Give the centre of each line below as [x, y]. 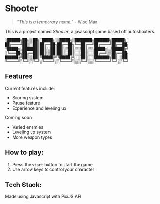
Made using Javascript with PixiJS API [43, 196]
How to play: [24, 153]
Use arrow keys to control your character [53, 169]
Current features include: [30, 88]
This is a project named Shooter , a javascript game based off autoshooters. [80, 31]
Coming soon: [19, 117]
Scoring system [28, 97]
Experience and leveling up [39, 108]
